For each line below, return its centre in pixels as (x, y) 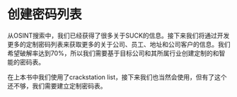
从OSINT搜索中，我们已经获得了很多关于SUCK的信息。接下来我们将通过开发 (118, 35)
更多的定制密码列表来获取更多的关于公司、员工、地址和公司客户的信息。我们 (119, 44)
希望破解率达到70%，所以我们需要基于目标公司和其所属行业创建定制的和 (113, 53)
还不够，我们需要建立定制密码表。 (57, 86)
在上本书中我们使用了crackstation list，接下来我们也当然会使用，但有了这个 (117, 77)
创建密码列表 (45, 15)
